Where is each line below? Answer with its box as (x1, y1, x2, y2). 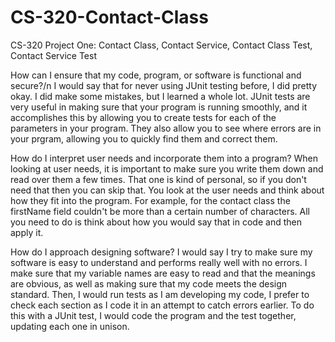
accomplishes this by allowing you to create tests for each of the (10, 111, 277, 123)
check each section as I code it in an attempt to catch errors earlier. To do (10, 299, 315, 311)
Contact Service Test (10, 49, 97, 61)
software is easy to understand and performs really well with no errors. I (10, 256, 308, 268)
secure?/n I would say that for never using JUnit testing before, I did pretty (10, 79, 318, 91)
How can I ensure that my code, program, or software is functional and (10, 69, 302, 81)
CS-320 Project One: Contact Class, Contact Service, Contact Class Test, (10, 39, 313, 51)
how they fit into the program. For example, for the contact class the (10, 194, 291, 206)
